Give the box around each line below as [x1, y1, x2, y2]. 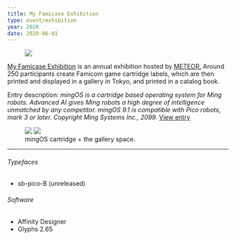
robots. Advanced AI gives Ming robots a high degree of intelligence [7, 98, 205, 107]
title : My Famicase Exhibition [7, 10, 99, 18]
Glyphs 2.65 [17, 225, 53, 233]
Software [7, 196, 34, 204]
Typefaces [7, 157, 39, 166]
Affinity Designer [17, 217, 67, 225]
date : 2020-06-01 [7, 29, 58, 37]
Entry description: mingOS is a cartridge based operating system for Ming [7, 91, 223, 99]
